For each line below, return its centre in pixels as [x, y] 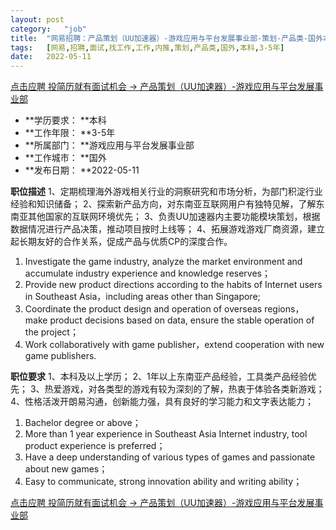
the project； [51, 332]
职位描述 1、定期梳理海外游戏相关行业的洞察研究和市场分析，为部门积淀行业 [166, 192]
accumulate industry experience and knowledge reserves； [147, 273]
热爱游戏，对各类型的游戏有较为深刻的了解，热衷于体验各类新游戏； [184, 389]
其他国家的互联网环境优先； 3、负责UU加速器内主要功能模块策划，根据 [174, 217]
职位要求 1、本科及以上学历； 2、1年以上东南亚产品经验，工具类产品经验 [159, 377]
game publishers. [60, 356]
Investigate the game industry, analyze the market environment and [163, 262]
